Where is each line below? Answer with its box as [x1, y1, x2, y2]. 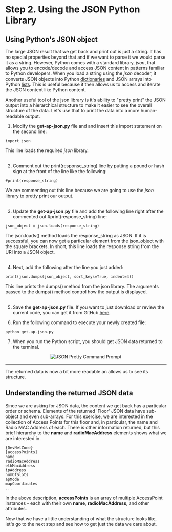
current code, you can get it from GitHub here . [12, 310, 111, 315]
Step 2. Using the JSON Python [5, 4, 140, 15]
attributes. [5, 505, 27, 511]
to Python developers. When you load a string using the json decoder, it [5, 70, 157, 77]
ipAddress [5, 467, 27, 473]
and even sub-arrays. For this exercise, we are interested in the [19, 413, 153, 420]
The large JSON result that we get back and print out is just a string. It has [5, 49, 162, 54]
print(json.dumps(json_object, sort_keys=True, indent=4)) [5, 274, 134, 279]
